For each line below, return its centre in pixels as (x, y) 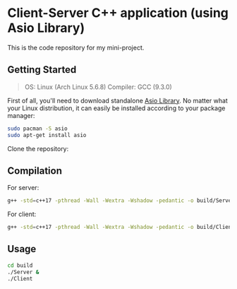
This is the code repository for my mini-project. (76, 47)
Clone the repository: (38, 148)
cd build (20, 265)
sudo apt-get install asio (47, 135)
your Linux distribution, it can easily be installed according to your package (116, 108)
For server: (23, 188)
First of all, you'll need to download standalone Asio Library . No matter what (117, 100)
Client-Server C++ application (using (118, 13)
